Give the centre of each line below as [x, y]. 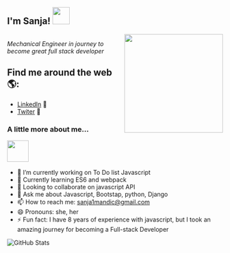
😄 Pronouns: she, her [48, 212]
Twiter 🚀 [29, 111]
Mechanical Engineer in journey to [55, 44]
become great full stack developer [56, 51]
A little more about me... [48, 129]
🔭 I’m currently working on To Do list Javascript [84, 173]
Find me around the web [60, 73]
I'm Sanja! [29, 21]
